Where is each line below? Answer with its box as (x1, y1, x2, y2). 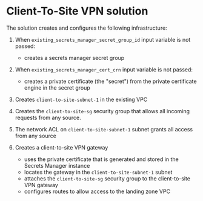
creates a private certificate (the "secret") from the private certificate (24, 77, 197, 85)
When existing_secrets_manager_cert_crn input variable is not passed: (15, 65, 193, 73)
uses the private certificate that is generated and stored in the (24, 156, 179, 163)
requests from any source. (15, 114, 82, 121)
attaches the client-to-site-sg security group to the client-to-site (24, 174, 191, 182)
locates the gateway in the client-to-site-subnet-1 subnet (24, 168, 173, 176)
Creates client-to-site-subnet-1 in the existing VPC (15, 96, 148, 103)
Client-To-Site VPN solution (6, 4, 148, 18)
